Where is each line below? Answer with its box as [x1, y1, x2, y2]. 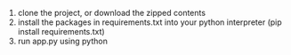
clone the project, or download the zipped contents [17, 8, 206, 18]
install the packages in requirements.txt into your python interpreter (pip [17, 17, 282, 27]
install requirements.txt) [17, 27, 105, 36]
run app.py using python [17, 35, 109, 46]
